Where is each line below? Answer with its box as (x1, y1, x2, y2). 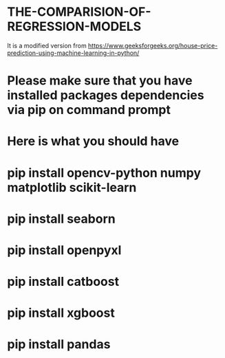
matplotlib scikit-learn (7, 179, 137, 195)
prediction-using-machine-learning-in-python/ (7, 49, 140, 57)
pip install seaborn (7, 211, 116, 227)
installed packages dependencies (7, 87, 204, 103)
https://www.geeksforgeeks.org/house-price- (88, 41, 218, 49)
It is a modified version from (7, 41, 87, 49)
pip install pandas (7, 337, 111, 353)
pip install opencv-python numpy (7, 165, 202, 181)
